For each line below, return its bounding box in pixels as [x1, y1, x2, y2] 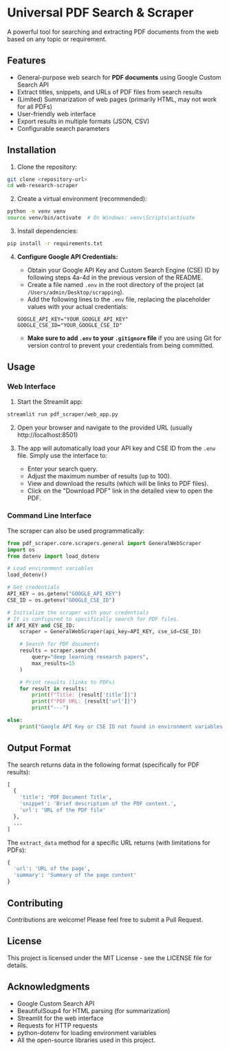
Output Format [7, 742, 72, 754]
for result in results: [19, 685, 88, 692]
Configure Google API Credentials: [17, 253, 118, 261]
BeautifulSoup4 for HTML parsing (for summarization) [17, 1006, 171, 1015]
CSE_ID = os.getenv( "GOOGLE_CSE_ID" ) [7, 597, 116, 604]
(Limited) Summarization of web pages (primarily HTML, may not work [17, 95, 217, 103]
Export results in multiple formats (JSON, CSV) [17, 117, 150, 125]
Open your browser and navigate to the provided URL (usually [17, 423, 193, 432]
